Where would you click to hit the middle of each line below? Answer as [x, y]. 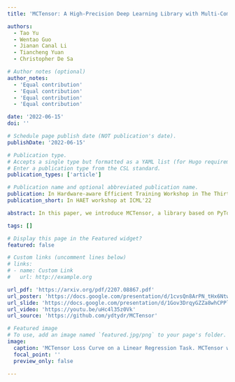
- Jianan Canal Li [41, 46]
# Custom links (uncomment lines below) [67, 258]
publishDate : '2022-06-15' [47, 142]
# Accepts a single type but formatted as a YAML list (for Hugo [104, 162]
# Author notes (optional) [47, 71]
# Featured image [33, 329]
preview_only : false [43, 361]
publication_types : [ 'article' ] [54, 175]
